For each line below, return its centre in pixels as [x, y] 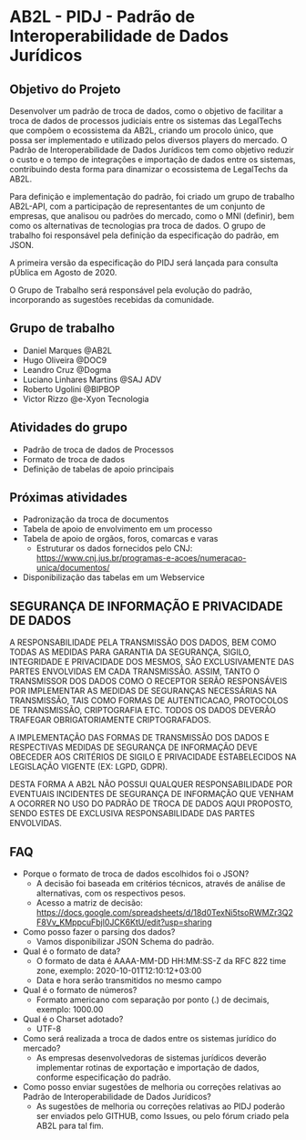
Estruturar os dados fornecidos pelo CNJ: [114, 548]
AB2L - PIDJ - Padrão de [102, 17]
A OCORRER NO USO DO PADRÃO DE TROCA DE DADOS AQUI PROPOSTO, [151, 803]
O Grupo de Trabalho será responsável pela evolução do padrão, [131, 290]
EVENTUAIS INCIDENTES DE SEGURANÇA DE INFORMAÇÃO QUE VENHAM [152, 794]
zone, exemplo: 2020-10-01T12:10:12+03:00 [119, 971]
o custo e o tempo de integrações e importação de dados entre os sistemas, [153, 160]
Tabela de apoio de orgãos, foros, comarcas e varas [120, 539]
